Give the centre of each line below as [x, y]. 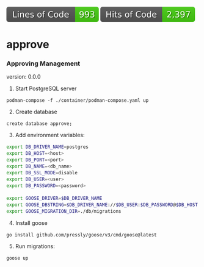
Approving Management [43, 63]
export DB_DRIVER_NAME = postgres [47, 147]
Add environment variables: [50, 135]
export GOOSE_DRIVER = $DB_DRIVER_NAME [54, 199]
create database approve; [39, 124]
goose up [17, 258]
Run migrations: [35, 246]
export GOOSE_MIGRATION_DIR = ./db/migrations [64, 212]
